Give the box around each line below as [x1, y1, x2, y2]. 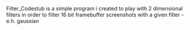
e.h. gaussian [6, 18, 39, 24]
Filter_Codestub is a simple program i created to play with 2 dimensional [6, 5, 183, 12]
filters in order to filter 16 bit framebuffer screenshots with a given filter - [6, 11, 184, 18]
